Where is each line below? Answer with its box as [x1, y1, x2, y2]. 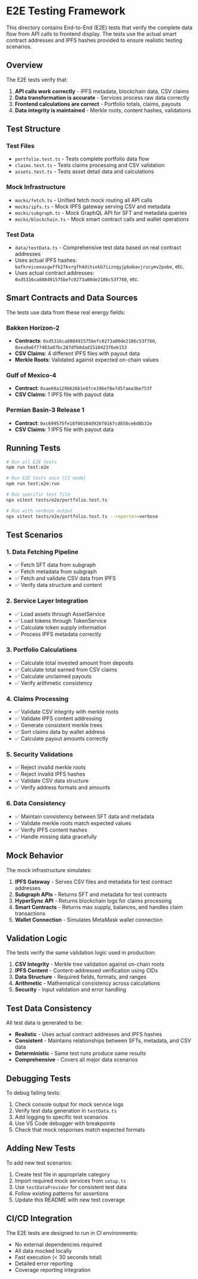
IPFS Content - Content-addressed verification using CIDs [14, 967, 158, 974]
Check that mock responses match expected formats [14, 1126, 146, 1133]
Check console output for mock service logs [14, 1101, 124, 1108]
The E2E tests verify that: [6, 76, 68, 83]
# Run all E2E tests [6, 459, 58, 465]
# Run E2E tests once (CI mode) [6, 475, 86, 481]
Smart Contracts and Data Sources [6, 293, 138, 303]
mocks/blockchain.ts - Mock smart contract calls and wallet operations [14, 215, 189, 223]
